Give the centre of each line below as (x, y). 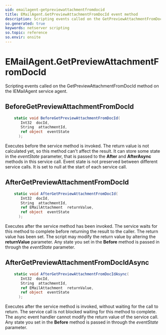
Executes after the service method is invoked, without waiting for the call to (82, 306)
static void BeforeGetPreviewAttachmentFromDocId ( (67, 118)
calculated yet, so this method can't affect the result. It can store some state (83, 151)
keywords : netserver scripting (37, 28)
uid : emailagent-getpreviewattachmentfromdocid (55, 10)
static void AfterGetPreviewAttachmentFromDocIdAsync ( (72, 274)
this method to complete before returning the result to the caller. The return (82, 231)
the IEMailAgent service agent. (36, 91)
